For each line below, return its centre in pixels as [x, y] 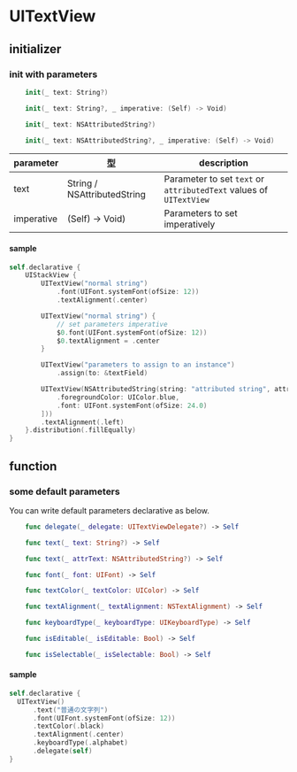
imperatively [190, 225]
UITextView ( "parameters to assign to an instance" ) [138, 365]
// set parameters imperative [112, 324]
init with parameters [53, 74]
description [224, 163]
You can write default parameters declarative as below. [110, 510]
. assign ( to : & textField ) [102, 374]
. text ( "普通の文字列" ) [70, 710]
